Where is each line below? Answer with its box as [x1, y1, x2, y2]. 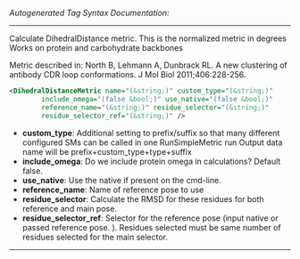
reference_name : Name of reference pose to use [21, 184, 204, 195]
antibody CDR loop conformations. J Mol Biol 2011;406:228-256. [9, 69, 246, 79]
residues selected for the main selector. [21, 231, 168, 242]
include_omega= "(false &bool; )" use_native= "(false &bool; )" [41, 94, 274, 103]
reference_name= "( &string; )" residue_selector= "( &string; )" [41, 102, 270, 112]
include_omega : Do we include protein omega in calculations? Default [21, 156, 281, 166]
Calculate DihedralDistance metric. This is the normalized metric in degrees [9, 33, 287, 44]
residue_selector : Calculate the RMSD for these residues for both [21, 193, 265, 204]
